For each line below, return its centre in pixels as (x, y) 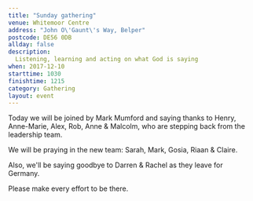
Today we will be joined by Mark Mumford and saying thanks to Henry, (122, 118)
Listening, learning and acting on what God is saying (107, 60)
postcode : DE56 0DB (40, 37)
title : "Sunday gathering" (52, 15)
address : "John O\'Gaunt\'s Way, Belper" (77, 30)
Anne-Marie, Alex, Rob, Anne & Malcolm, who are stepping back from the (127, 126)
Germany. (24, 174)
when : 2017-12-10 (37, 67)
